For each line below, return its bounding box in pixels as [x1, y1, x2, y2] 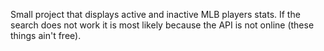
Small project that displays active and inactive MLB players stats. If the [10, 9, 301, 20]
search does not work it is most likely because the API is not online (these [10, 19, 315, 31]
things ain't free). [10, 30, 82, 41]
